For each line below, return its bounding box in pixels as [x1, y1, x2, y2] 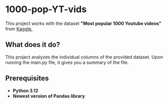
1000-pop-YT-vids [5, 4, 87, 15]
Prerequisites [5, 74, 49, 83]
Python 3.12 [12, 87, 39, 93]
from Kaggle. [5, 25, 33, 31]
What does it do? [5, 41, 60, 49]
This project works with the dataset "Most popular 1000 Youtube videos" [5, 20, 162, 26]
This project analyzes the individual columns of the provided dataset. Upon [5, 54, 163, 60]
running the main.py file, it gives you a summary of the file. [5, 59, 129, 65]
